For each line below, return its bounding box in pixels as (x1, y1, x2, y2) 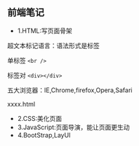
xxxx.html (7, 100, 36, 108)
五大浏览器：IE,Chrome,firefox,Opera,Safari (7, 86, 133, 94)
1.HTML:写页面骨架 (17, 27, 72, 35)
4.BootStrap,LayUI (17, 131, 71, 139)
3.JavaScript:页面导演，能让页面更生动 (17, 123, 130, 131)
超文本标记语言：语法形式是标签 (7, 41, 100, 50)
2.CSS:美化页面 (17, 114, 62, 122)
